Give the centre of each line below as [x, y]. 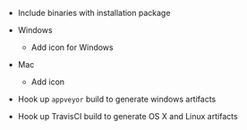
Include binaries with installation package [94, 13]
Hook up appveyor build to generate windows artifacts [117, 99]
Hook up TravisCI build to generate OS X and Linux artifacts [128, 116]
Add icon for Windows [72, 47]
